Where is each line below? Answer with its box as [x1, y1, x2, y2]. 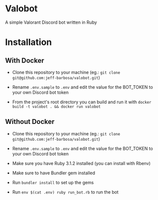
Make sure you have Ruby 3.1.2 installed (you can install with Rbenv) [12, 160, 151, 166]
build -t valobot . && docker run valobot [12, 104, 101, 109]
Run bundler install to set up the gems [12, 179, 94, 185]
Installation [5, 37, 52, 48]
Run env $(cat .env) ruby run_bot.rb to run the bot [12, 189, 119, 195]
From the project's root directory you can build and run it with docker [12, 99, 152, 105]
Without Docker [5, 118, 55, 126]
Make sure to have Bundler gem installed [12, 170, 95, 176]
